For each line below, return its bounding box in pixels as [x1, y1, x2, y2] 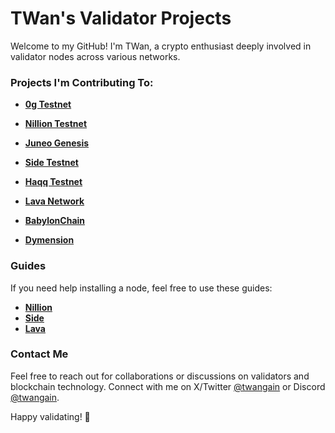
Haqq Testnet [24, 176, 83, 188]
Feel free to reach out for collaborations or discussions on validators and [10, 370, 310, 382]
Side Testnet [24, 157, 79, 169]
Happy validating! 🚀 [10, 410, 91, 422]
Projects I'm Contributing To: [10, 75, 154, 89]
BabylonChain [24, 215, 86, 227]
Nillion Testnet [24, 118, 88, 130]
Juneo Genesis [24, 137, 90, 149]
